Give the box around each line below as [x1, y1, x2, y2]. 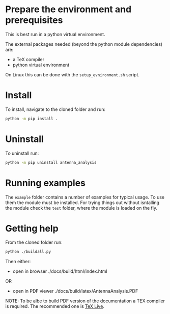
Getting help [5, 222, 59, 234]
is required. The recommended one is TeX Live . [5, 303, 104, 309]
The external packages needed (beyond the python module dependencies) [5, 41, 163, 47]
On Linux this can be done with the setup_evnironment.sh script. [5, 71, 140, 77]
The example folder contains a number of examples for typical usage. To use [5, 194, 165, 200]
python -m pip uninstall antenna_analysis [5, 160, 97, 165]
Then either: [5, 259, 31, 265]
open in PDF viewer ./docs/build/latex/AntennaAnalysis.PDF [12, 288, 138, 294]
